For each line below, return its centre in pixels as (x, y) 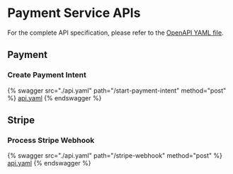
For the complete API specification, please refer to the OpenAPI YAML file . (116, 33)
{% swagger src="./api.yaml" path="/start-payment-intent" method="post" (117, 91)
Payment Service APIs (74, 13)
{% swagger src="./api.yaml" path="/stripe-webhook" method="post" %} (115, 156)
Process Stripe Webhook (51, 140)
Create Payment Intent (47, 75)
